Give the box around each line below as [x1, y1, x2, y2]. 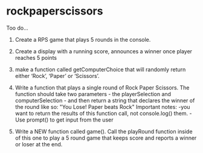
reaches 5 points [14, 54, 57, 61]
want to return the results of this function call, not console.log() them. [14, 109, 188, 117]
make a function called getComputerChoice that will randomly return [14, 65, 186, 73]
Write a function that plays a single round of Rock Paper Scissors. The [14, 83, 190, 91]
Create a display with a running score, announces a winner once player [14, 47, 192, 55]
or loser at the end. [14, 140, 63, 148]
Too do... [6, 24, 28, 31]
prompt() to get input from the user [26, 116, 114, 123]
